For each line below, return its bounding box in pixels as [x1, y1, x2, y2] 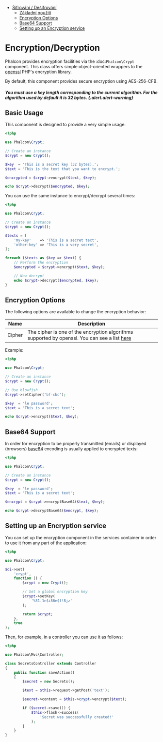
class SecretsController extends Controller [5, 661, 97, 666]
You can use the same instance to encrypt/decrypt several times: [5, 193, 135, 199]
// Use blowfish [5, 387, 38, 392]
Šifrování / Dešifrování [12, 5, 57, 10]
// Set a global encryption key [22, 590, 88, 594]
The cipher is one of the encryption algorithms [27, 329, 133, 336]
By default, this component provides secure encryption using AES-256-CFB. [5, 78, 158, 84]
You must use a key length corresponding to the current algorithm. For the [5, 89, 158, 95]
